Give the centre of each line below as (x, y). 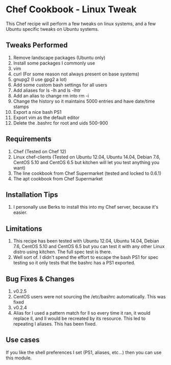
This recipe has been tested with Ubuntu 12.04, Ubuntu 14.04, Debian (86, 241)
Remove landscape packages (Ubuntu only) (59, 57)
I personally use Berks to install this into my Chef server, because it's (86, 207)
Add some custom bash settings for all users (60, 85)
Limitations (24, 228)
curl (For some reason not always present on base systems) (76, 74)
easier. (20, 212)
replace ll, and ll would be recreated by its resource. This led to (79, 318)
